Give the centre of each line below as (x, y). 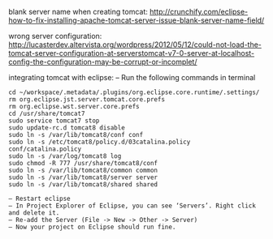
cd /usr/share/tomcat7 (47, 113)
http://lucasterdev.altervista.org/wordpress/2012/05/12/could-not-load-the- (135, 45)
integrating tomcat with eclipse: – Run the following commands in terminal (132, 77)
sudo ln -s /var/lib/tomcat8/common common (83, 170)
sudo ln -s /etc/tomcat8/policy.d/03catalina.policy (100, 142)
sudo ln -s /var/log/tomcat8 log (65, 156)
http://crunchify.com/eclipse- (199, 12)
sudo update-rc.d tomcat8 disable (67, 128)
